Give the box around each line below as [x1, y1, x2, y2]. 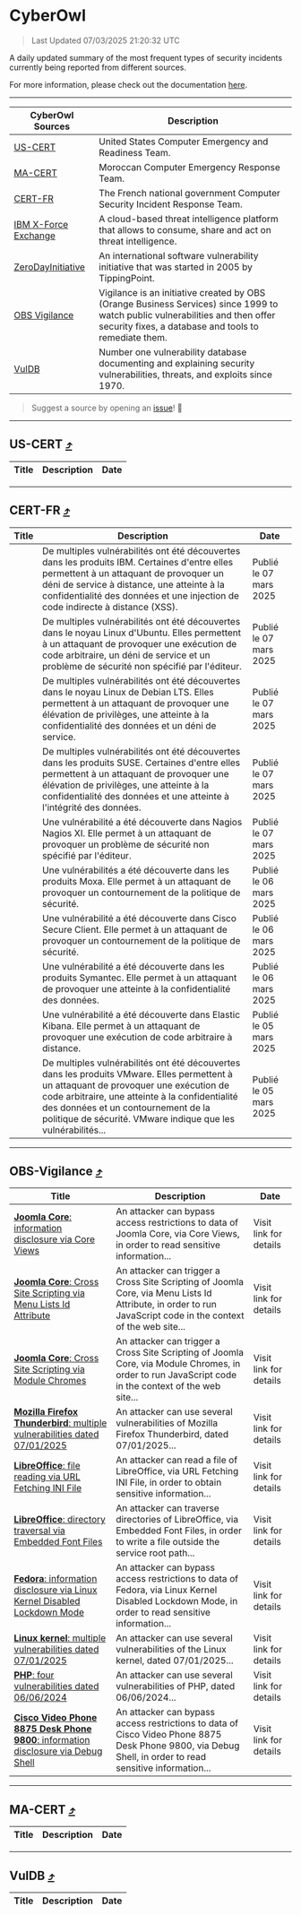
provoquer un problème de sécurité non [41, 838, 210, 850]
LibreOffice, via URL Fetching [116, 1465, 239, 1478]
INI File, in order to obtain [116, 1476, 222, 1488]
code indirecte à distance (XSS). [41, 600, 178, 613]
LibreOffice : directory [13, 1514, 106, 1526]
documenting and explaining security [98, 357, 255, 369]
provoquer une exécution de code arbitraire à [41, 1031, 233, 1043]
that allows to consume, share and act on [98, 223, 271, 236]
